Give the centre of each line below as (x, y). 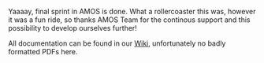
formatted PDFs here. (43, 52)
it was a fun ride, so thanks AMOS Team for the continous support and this (129, 20)
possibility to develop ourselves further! (73, 28)
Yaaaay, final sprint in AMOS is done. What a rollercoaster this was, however (132, 11)
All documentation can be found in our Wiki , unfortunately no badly (117, 43)
